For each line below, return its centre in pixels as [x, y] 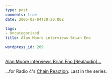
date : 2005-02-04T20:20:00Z [35, 19]
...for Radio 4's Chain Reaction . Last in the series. [56, 71]
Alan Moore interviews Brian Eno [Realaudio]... [53, 61]
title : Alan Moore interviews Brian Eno [48, 38]
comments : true [21, 15]
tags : [11, 28]
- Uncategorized [22, 33]
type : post [17, 10]
